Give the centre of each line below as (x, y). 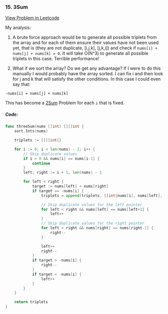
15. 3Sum (17, 7)
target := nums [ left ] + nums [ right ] (70, 187)
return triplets (31, 302)
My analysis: (18, 28)
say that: (21, 84)
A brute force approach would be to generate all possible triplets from (85, 37)
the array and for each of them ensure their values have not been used (86, 43)
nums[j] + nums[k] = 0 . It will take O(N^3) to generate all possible (80, 53)
